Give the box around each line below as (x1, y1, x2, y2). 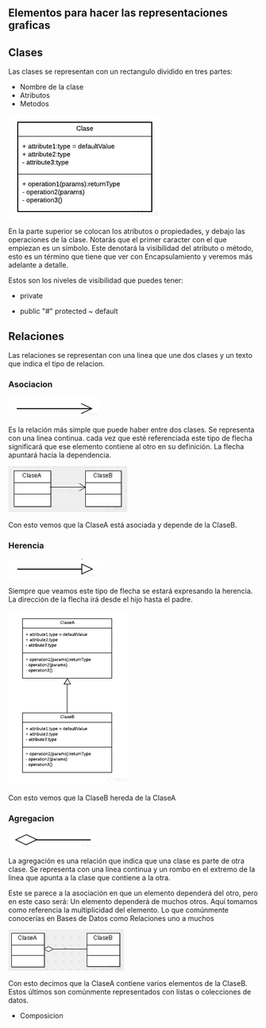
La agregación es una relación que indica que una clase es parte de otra (8, 856, 245, 865)
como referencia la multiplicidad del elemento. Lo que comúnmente (8, 905, 229, 914)
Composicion (19, 1011, 64, 1020)
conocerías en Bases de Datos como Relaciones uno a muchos (8, 913, 214, 923)
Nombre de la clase (19, 83, 84, 92)
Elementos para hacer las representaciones (8, 6, 229, 20)
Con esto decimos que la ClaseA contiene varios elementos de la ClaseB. (8, 978, 248, 988)
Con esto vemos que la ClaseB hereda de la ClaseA (8, 793, 176, 803)
